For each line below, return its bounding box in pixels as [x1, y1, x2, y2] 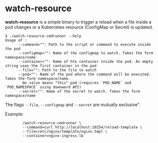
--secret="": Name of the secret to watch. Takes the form [18, 89, 140, 94]
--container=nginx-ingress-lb [22, 133, 84, 138]
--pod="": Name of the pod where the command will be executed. [18, 71, 151, 77]
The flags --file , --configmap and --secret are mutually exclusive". [5, 102, 140, 107]
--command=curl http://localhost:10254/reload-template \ [22, 125, 142, 129]
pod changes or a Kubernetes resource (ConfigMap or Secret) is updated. [5, 24, 153, 30]
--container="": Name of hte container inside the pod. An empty [18, 59, 153, 64]
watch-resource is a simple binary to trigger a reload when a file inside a [5, 19, 152, 25]
